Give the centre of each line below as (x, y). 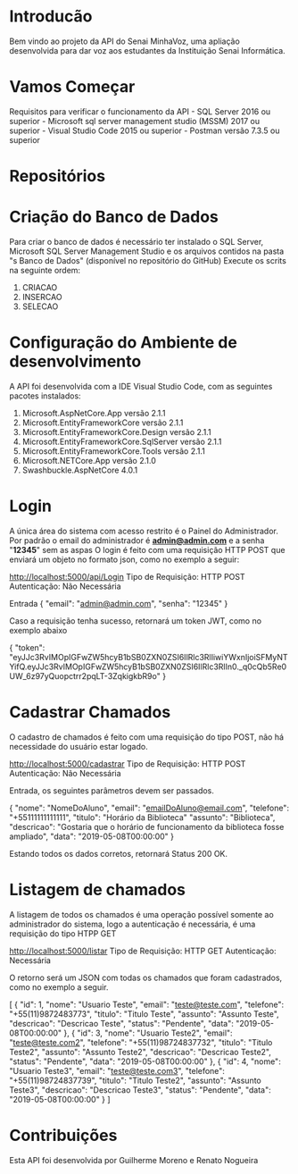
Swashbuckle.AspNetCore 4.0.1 (80, 470)
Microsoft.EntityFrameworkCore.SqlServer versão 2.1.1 (122, 441)
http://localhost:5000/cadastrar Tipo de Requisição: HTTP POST (128, 763)
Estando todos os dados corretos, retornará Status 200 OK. (119, 853)
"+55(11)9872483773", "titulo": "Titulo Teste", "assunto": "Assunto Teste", (144, 1014)
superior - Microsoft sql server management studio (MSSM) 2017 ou (135, 121)
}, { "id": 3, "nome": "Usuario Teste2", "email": (149, 1033)
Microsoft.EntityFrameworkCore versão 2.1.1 (103, 423)
